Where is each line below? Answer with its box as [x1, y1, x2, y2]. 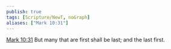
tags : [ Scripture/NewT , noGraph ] [6, 14, 90, 20]
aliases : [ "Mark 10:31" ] [6, 20, 69, 26]
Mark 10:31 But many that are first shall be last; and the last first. [6, 36, 166, 44]
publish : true [6, 8, 42, 15]
